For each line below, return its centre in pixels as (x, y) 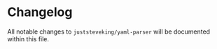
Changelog (40, 12)
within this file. (28, 38)
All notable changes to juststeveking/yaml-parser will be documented (109, 31)
